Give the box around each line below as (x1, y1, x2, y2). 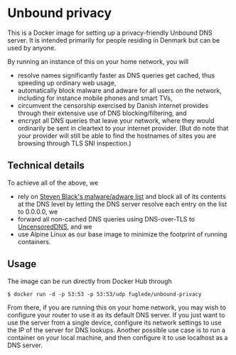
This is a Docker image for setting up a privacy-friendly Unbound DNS (7, 28, 213, 37)
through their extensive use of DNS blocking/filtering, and (17, 109, 187, 117)
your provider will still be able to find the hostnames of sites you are (17, 131, 217, 140)
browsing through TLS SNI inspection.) (17, 138, 132, 147)
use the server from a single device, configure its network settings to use (7, 318, 222, 327)
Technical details (7, 160, 85, 172)
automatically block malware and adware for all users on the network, (17, 86, 222, 94)
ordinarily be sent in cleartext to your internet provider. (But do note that (17, 124, 229, 132)
